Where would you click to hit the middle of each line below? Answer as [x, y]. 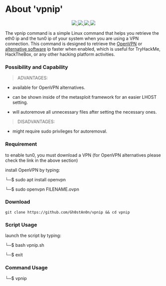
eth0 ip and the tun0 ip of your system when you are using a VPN [72, 38]
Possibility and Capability [37, 67]
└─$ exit [14, 255]
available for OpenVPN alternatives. [49, 87]
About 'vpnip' [34, 9]
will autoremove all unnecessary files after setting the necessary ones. [84, 112]
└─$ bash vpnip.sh [25, 245]
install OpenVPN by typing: [33, 170]
